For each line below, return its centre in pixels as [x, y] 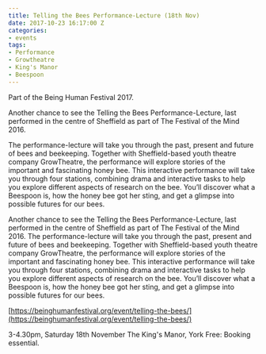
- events [23, 38]
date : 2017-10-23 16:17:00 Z [56, 23]
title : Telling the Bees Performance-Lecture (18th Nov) [104, 15]
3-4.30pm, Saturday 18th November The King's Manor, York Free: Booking [129, 334]
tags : [17, 45]
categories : [28, 30]
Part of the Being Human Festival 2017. [71, 97]
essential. [24, 343]
